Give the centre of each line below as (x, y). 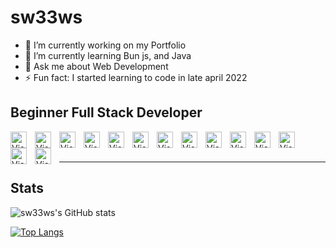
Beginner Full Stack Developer (106, 112)
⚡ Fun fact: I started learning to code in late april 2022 (136, 77)
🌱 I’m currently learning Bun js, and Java (108, 55)
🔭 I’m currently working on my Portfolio (105, 45)
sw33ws (46, 17)
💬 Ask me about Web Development (96, 66)
